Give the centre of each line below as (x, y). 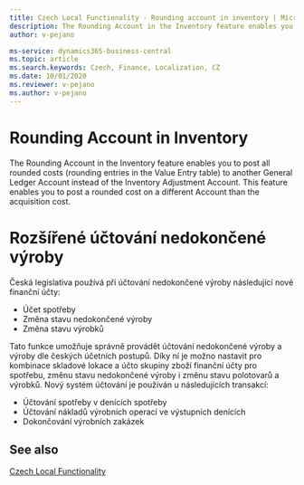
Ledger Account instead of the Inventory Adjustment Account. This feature (148, 182)
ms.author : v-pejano (48, 93)
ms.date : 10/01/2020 (48, 76)
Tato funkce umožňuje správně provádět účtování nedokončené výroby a (146, 346)
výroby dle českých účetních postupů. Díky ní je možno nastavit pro (136, 356)
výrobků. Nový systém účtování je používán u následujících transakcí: (139, 385)
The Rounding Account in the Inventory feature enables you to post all (140, 163)
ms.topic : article (44, 60)
